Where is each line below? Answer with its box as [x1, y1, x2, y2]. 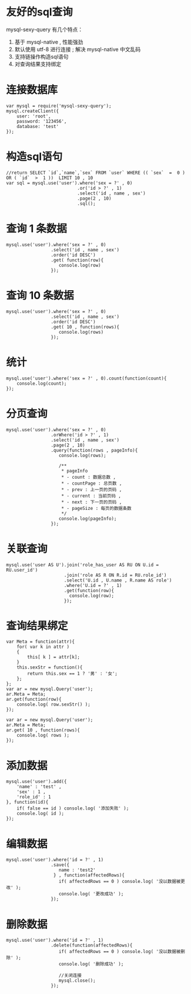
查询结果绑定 [6, 619, 69, 632]
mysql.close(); [58, 978, 96, 984]
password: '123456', [16, 118, 67, 124]
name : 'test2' [58, 867, 96, 873]
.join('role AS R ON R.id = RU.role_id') [63, 572, 167, 578]
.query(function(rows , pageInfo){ [51, 447, 138, 453]
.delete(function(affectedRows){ [51, 942, 133, 949]
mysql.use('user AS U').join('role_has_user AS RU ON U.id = [6, 562, 159, 567]
